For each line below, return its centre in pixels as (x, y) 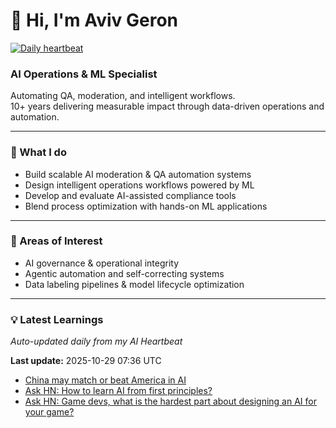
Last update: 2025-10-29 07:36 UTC (86, 361)
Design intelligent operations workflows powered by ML (139, 185)
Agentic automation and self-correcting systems (124, 273)
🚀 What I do (38, 152)
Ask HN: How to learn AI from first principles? (118, 391)
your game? (49, 412)
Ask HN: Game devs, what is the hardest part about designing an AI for (170, 401)
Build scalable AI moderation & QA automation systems (138, 174)
